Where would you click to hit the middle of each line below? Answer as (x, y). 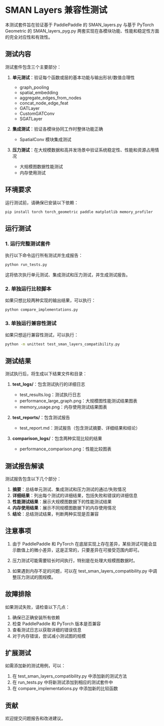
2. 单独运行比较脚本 (28, 289)
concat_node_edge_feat (44, 103)
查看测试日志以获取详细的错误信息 (47, 630)
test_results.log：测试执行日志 (50, 395)
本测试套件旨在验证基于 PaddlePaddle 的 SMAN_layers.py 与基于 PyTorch (80, 25)
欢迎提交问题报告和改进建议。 (35, 719)
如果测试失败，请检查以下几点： (37, 607)
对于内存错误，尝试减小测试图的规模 (49, 636)
